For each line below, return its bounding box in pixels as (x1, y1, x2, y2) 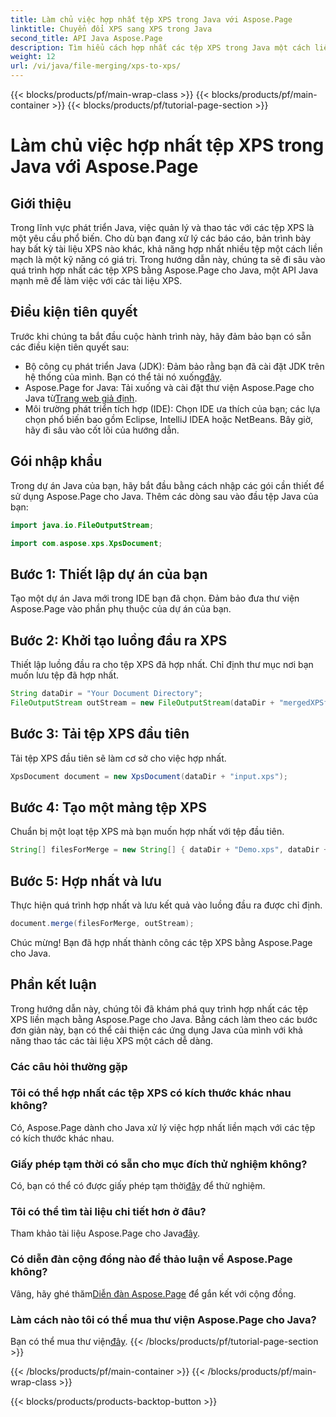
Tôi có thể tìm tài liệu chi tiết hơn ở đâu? (10, 1205, 207, 1219)
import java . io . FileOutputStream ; (10, 520, 155, 530)
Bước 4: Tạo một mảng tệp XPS (10, 799, 207, 816)
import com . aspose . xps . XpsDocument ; (10, 538, 163, 548)
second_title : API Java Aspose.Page (10, 33, 163, 43)
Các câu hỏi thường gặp (10, 1059, 128, 1073)
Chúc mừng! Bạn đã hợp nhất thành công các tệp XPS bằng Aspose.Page (10, 936, 313, 948)
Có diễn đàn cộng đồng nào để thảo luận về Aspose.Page (10, 1252, 293, 1266)
